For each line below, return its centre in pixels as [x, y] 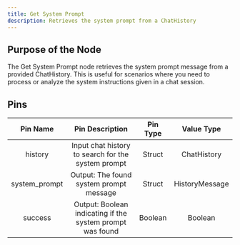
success [37, 218]
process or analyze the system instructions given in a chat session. [106, 82]
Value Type [201, 129]
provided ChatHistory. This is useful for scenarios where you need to [109, 74]
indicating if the [101, 214]
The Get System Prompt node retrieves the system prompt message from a [118, 67]
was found [101, 231]
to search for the [101, 154]
